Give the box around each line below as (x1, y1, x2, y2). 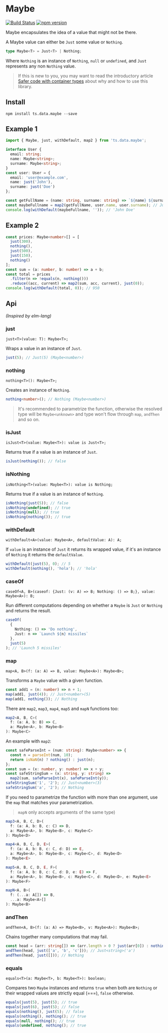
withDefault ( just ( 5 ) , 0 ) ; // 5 (5, 561, 71, 566)
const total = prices (5, 271, 51, 277)
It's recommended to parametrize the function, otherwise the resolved (17, 406, 163, 412)
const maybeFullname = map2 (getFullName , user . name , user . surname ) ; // (5, 202, 158, 208)
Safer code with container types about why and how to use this (17, 78, 149, 84)
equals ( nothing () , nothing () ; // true (5, 1013, 86, 1019)
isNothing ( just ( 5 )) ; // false (5, 500, 69, 506)
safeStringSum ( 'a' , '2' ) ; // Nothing (5, 785, 84, 790)
